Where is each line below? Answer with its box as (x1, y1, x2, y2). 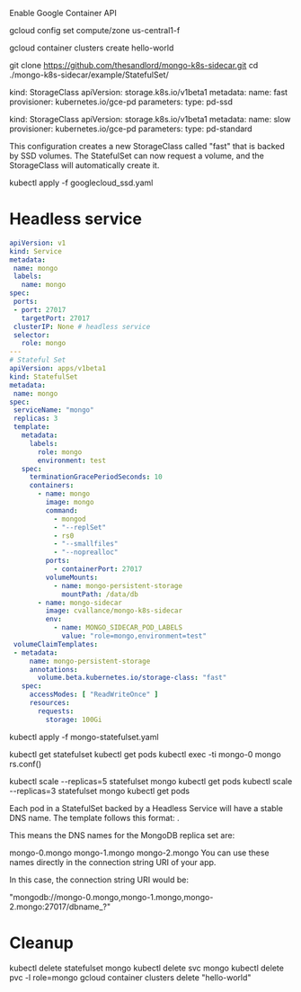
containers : (29, 481, 75, 490)
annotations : (29, 665, 78, 674)
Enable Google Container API (9, 8, 117, 18)
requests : (37, 706, 75, 716)
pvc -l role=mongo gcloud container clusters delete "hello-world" (9, 971, 252, 983)
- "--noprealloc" (53, 548, 119, 557)
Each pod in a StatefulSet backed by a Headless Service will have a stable (9, 802, 283, 813)
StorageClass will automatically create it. (9, 160, 160, 170)
